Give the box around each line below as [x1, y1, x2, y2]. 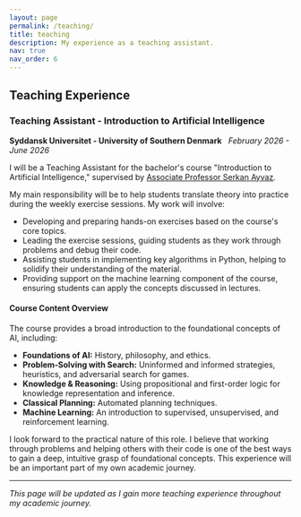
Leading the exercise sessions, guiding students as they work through [21, 235, 281, 246]
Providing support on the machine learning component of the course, [21, 272, 279, 283]
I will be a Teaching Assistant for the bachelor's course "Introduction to [9, 162, 271, 173]
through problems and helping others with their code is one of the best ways [9, 443, 292, 453]
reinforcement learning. [21, 416, 109, 427]
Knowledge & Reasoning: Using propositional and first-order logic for [21, 378, 280, 389]
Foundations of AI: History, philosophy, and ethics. [21, 349, 211, 360]
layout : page [9, 13, 58, 22]
